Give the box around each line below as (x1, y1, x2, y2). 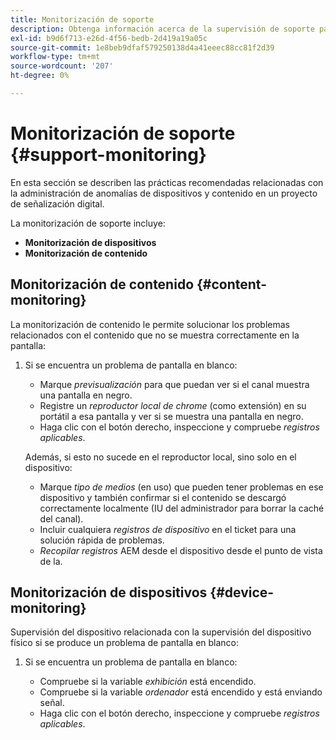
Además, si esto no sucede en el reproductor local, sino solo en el (24, 451, 297, 463)
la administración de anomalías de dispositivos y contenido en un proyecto (10, 187, 318, 199)
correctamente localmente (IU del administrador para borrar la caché (39, 502, 325, 514)
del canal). (39, 512, 84, 525)
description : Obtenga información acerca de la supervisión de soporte (10, 24, 315, 34)
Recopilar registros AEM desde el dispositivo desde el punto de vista (39, 544, 323, 556)
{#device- (209, 584, 275, 601)
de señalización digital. (10, 197, 105, 210)
